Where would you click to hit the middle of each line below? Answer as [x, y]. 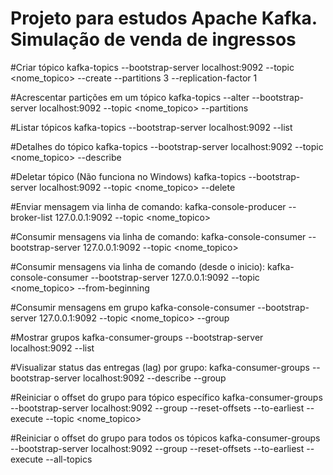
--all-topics [69, 459]
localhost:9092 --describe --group [154, 378]
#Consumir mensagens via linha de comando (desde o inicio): [138, 266]
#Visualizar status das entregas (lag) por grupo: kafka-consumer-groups [160, 367]
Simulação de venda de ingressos [153, 39]
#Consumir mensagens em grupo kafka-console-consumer [133, 307]
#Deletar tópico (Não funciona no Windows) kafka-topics [128, 176]
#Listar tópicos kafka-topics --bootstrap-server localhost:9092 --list [151, 127]
